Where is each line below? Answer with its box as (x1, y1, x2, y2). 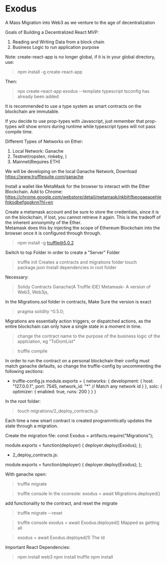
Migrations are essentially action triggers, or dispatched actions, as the (5, 318, 151, 324)
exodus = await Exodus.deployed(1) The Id (17, 535, 105, 541)
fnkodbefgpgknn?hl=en (5, 199, 53, 205)
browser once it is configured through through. (5, 230, 102, 236)
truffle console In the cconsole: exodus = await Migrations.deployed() (17, 490, 161, 497)
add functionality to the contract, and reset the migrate (5, 500, 118, 506)
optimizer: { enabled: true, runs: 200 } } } (12, 388, 96, 394)
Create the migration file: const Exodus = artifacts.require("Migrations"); (5, 432, 154, 438)
